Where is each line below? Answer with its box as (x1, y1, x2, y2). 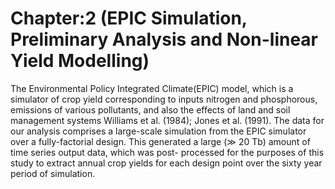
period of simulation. (10, 167, 96, 179)
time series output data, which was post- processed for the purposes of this (10, 146, 325, 158)
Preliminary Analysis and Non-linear (10, 28, 319, 51)
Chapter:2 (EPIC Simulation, (10, 7, 248, 30)
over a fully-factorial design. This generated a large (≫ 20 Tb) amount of (10, 135, 311, 147)
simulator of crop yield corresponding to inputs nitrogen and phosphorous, (10, 93, 318, 105)
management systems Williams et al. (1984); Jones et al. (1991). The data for (10, 114, 325, 126)
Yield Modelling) (10, 50, 150, 72)
